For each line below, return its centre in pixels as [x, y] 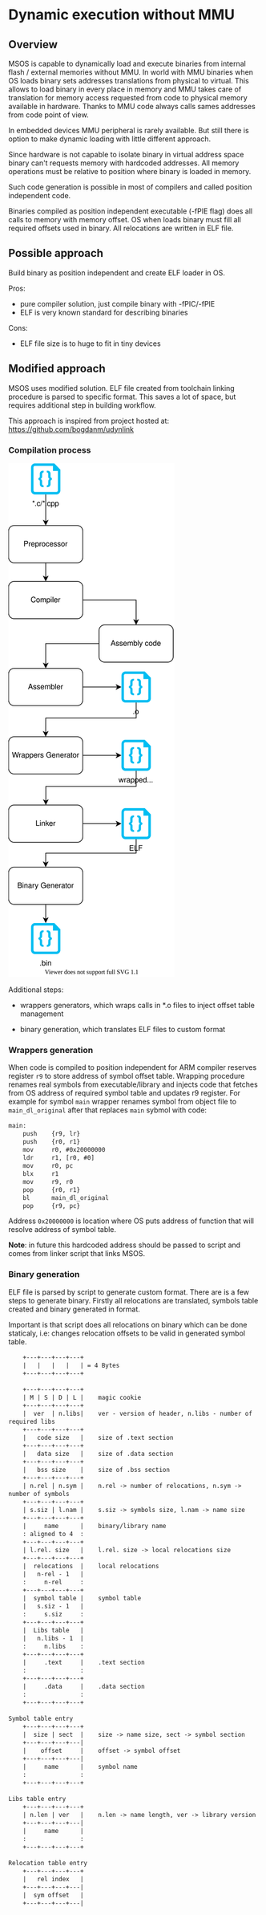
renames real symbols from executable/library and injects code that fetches [133, 1084]
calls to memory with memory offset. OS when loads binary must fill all [125, 220]
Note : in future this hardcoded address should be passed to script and [125, 1245]
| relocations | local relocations [91, 1566]
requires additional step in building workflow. [82, 405]
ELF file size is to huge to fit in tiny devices [91, 344]
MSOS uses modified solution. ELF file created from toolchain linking [121, 388]
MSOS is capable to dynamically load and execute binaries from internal [127, 63]
